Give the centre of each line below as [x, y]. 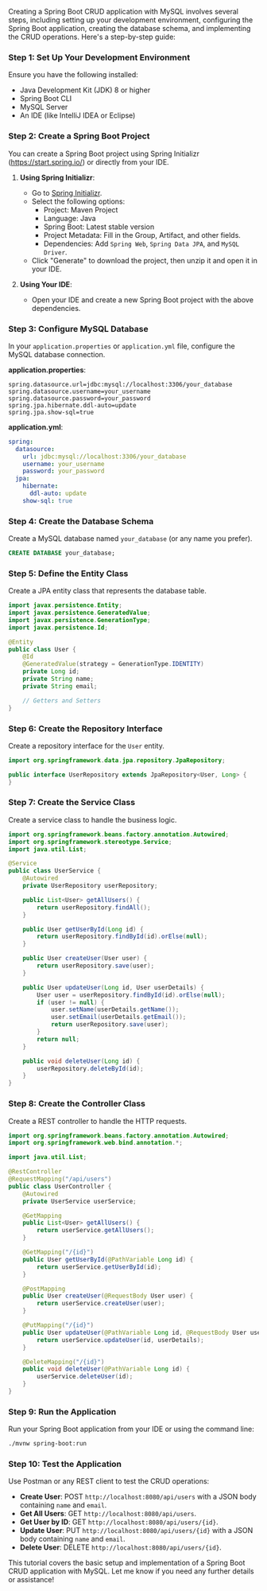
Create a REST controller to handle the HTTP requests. [97, 1121]
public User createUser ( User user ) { [85, 959]
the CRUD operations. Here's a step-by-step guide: [92, 37]
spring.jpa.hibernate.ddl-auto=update [72, 405]
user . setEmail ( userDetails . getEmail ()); [118, 1017]
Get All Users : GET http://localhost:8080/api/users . [108, 1514]
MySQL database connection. [57, 354]
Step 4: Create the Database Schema [81, 521]
